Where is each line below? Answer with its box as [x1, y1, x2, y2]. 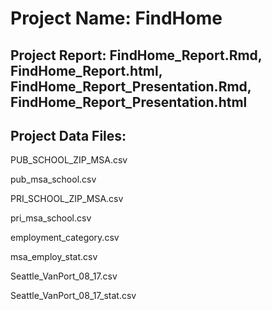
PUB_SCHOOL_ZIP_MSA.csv [10, 154, 128, 166]
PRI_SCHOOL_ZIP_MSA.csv [10, 193, 124, 205]
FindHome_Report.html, [10, 62, 163, 79]
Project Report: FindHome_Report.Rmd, [10, 47, 263, 64]
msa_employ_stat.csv [10, 251, 98, 263]
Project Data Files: [10, 127, 127, 144]
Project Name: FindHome [10, 7, 223, 30]
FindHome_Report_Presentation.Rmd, [10, 78, 252, 95]
